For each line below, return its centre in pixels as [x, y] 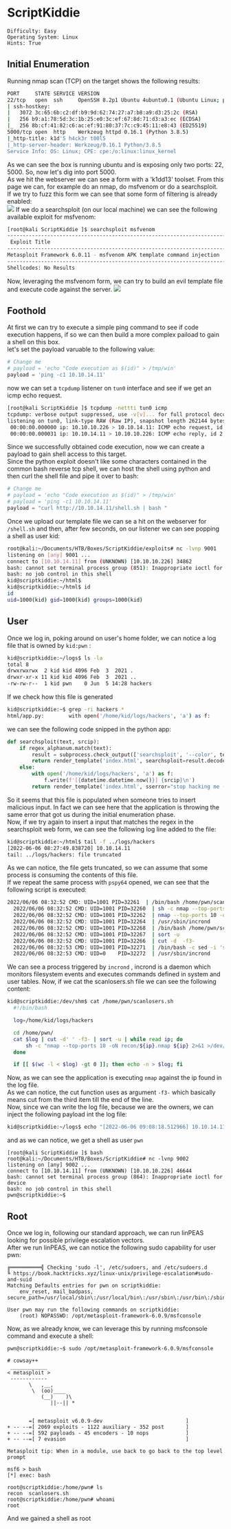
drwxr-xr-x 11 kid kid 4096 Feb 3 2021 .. [72, 678]
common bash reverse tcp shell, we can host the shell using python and [109, 469]
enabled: [20, 201]
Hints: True [24, 43]
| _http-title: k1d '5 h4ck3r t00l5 [57, 138]
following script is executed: [47, 890]
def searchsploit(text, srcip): [53, 742]
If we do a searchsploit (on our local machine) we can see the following [117, 209]
